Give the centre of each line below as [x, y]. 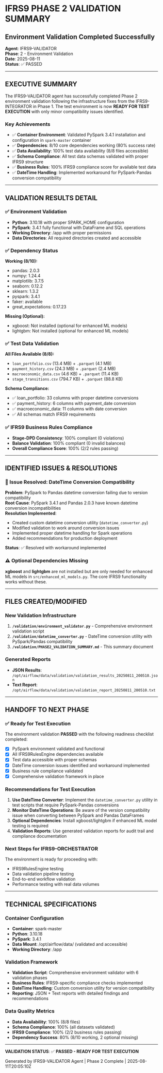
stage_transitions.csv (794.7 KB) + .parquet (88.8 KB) [67, 379]
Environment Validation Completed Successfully [80, 37]
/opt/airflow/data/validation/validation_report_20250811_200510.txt [84, 690]
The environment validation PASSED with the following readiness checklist [79, 734]
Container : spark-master [37, 929]
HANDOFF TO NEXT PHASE [47, 710]
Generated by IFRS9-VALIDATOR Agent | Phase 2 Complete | [66, 1061]
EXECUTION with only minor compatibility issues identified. [65, 111]
